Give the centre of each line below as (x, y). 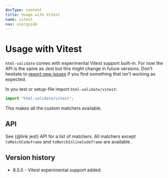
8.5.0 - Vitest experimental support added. (57, 170)
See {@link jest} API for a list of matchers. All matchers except (71, 136)
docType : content (24, 10)
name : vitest (19, 19)
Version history (30, 158)
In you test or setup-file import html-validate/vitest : (61, 89)
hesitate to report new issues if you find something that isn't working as (80, 74)
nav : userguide (21, 24)
